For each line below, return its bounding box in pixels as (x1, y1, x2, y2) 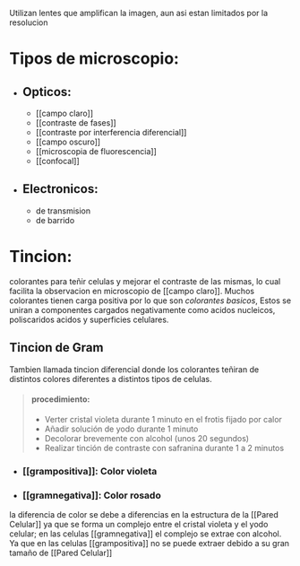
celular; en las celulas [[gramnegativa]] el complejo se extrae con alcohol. (9, 528, 282, 539)
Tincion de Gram (9, 340, 104, 355)
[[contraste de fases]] (35, 118, 116, 128)
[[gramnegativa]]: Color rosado (21, 489, 161, 501)
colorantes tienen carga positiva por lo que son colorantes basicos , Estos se (9, 295, 292, 306)
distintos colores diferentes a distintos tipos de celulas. (9, 373, 212, 384)
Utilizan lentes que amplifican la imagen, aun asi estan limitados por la (9, 8, 269, 18)
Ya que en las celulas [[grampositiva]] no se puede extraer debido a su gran (9, 537, 289, 548)
